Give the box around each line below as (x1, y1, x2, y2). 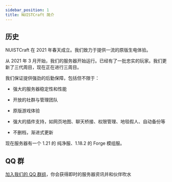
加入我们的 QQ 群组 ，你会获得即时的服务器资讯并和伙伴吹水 (5, 171, 132, 177)
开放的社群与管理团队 (12, 97, 58, 103)
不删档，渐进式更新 (12, 129, 54, 135)
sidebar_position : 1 (5, 7, 50, 13)
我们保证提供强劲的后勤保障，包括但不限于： (5, 75, 100, 81)
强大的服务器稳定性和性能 (12, 86, 67, 92)
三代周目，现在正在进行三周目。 (14, 64, 82, 71)
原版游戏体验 (12, 108, 40, 114)
